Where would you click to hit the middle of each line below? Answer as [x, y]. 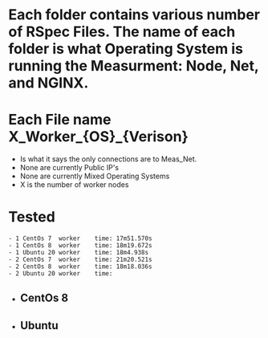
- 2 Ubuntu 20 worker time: [61, 274]
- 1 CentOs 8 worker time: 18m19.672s [80, 246]
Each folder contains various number [134, 15]
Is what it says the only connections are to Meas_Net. [108, 159]
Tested [32, 217]
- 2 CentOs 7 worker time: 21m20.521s [80, 260]
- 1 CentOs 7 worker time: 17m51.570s [80, 238]
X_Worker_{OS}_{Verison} [98, 137]
